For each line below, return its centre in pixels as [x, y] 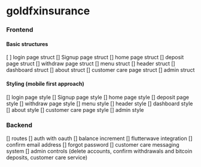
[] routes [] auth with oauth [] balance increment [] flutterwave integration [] [99, 138]
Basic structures [27, 44]
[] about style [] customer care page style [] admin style [75, 110]
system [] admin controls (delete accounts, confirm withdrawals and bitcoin [99, 151]
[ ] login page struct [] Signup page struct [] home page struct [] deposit [95, 57]
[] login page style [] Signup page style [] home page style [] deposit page [98, 97]
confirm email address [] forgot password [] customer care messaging [93, 144]
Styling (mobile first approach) [45, 83]
